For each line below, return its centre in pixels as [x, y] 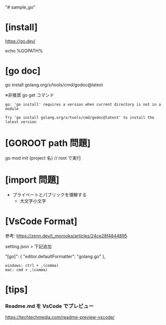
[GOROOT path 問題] [48, 143]
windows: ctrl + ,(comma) [32, 265]
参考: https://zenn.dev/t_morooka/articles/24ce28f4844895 [66, 236]
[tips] [17, 289]
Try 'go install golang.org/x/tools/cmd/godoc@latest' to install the [80, 117]
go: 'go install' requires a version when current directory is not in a [83, 104]
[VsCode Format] [41, 221]
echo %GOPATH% [24, 51]
